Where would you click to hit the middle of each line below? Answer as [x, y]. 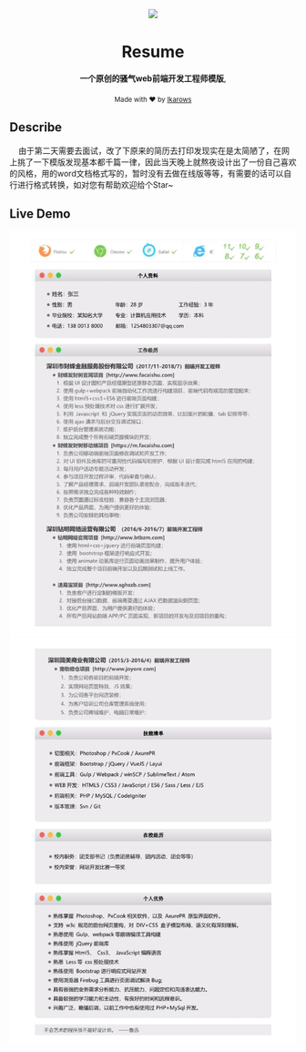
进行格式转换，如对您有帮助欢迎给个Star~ [95, 184]
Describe [36, 128]
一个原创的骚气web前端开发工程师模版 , [153, 78]
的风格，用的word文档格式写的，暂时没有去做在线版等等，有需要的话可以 [147, 173]
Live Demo [40, 214]
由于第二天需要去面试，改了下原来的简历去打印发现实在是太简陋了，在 [150, 150]
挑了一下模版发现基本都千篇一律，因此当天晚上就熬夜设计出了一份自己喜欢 [157, 162]
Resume [153, 52]
